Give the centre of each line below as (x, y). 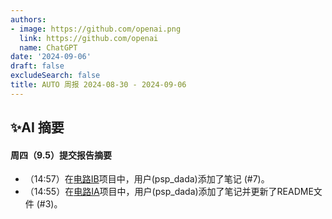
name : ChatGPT (48, 47)
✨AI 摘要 (37, 127)
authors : (28, 19)
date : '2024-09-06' (51, 57)
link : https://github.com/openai (89, 38)
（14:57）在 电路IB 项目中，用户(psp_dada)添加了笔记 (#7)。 (147, 179)
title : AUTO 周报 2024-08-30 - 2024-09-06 (98, 85)
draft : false (37, 66)
